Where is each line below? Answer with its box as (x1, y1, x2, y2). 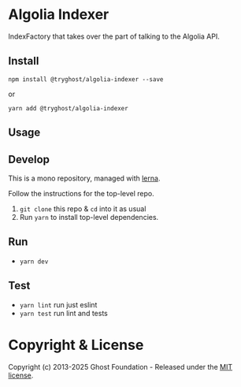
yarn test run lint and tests (19, 308, 108, 318)
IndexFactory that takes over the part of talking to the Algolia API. (8, 32, 221, 41)
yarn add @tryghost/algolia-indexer (8, 104, 128, 112)
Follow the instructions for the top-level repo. (8, 188, 155, 198)
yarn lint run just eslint (19, 300, 98, 309)
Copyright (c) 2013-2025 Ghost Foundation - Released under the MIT (8, 362, 233, 371)
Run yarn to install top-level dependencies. (19, 212, 159, 221)
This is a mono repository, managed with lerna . (8, 173, 161, 183)
